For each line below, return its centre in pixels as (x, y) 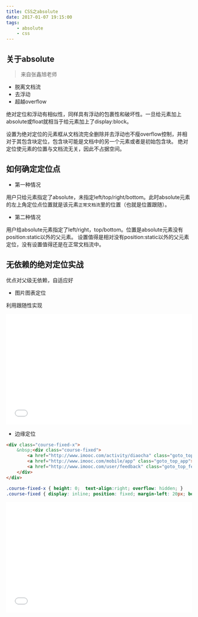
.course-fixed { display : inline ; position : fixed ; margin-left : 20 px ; (96, 494)
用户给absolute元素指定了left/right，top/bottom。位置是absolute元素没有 (95, 229)
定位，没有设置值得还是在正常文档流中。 (55, 244)
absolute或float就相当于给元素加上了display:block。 (69, 121)
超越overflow (31, 102)
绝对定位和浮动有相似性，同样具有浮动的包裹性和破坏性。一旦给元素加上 (94, 114)
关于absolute (30, 59)
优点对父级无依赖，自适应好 (40, 280)
